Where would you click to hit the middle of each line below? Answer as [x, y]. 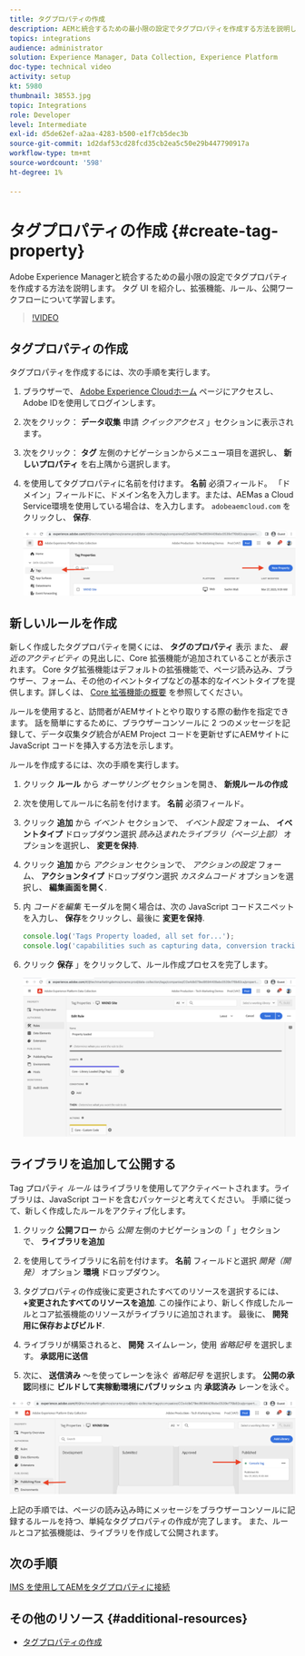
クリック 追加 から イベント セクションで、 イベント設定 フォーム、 [148, 823]
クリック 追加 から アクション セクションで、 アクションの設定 [139, 865]
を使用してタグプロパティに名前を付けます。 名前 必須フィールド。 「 [152, 483]
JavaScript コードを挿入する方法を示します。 [94, 745]
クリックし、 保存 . [57, 517]
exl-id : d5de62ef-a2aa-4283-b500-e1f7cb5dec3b [99, 134]
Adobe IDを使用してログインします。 [91, 403]
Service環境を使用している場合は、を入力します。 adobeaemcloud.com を [157, 506]
